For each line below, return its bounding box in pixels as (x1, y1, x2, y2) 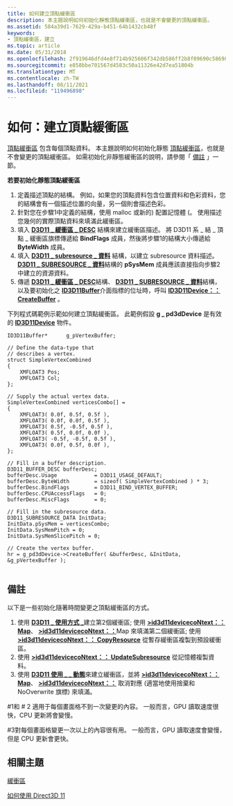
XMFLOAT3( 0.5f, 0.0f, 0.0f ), (19, 430, 110, 437)
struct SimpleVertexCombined (7, 357, 92, 364)
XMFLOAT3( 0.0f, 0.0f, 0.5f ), (19, 417, 110, 424)
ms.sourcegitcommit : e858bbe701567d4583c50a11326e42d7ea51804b (7, 62, 194, 69)
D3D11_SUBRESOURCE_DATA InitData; (7, 514, 107, 521)
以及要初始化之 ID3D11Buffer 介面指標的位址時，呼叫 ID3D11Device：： (17, 286, 221, 295)
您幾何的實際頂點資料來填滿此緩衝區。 (17, 217, 127, 226)
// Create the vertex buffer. (7, 545, 95, 552)
